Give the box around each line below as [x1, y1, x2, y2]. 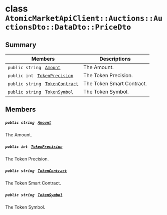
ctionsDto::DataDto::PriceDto [5, 23, 131, 32]
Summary [5, 41, 37, 49]
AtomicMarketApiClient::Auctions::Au [5, 14, 163, 23]
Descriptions [99, 56, 131, 62]
